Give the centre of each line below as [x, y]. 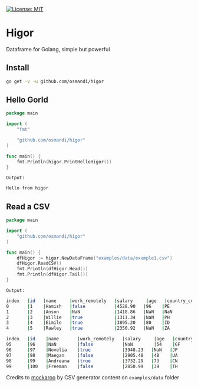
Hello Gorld [27, 100]
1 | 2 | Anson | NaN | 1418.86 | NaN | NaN [89, 312]
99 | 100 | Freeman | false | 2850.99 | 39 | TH [92, 366]
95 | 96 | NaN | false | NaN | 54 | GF [93, 345]
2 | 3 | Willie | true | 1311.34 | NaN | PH [88, 317]
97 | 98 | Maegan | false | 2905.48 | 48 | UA [92, 355]
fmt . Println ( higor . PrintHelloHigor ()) [64, 162]
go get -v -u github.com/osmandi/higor [55, 81]
